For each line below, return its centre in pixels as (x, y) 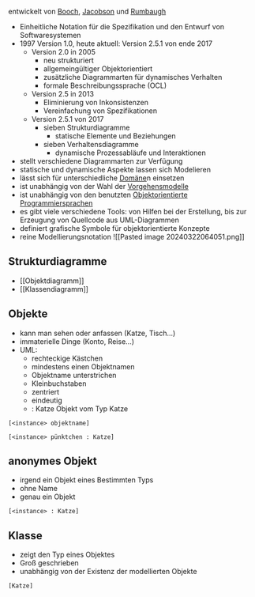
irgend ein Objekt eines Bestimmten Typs (86, 480)
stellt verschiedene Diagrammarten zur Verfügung (101, 161)
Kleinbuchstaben (59, 384)
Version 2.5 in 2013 (63, 94)
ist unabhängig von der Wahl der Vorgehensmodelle (104, 186)
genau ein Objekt (47, 497)
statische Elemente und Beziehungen (115, 136)
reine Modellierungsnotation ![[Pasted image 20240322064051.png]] (132, 237)
